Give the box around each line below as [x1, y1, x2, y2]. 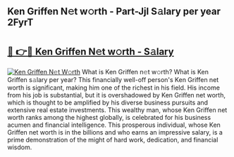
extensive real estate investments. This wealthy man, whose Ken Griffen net [7, 106, 228, 114]
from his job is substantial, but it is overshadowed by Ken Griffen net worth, [7, 91, 226, 99]
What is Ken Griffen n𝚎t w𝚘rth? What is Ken [82, 68, 209, 76]
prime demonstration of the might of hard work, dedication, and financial [7, 136, 218, 144]
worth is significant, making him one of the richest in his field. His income [7, 83, 221, 92]
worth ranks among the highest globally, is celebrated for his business [7, 114, 211, 121]
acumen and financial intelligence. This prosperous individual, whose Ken [7, 121, 221, 129]
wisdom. [7, 143, 32, 151]
